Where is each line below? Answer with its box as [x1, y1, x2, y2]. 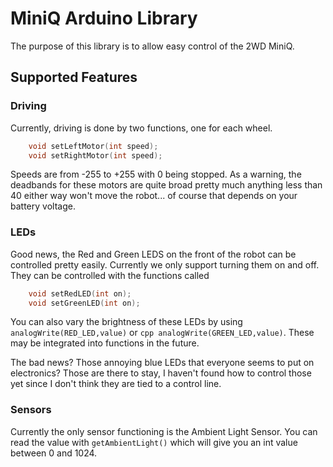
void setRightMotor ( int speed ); [28, 150, 163, 161]
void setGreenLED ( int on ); [28, 298, 141, 308]
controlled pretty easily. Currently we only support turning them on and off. [10, 258, 320, 271]
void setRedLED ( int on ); [28, 288, 132, 299]
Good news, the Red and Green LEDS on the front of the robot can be [10, 248, 297, 260]
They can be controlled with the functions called [10, 269, 210, 281]
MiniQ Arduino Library [10, 7, 198, 30]
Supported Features [10, 69, 138, 86]
